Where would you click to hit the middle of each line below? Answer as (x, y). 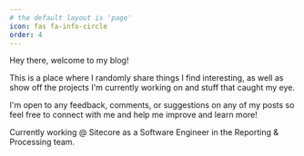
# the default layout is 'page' (71, 18)
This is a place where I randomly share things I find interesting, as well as (147, 78)
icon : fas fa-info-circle (58, 26)
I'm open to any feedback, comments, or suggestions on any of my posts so (152, 105)
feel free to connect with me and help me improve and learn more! (133, 115)
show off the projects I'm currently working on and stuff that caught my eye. (152, 88)
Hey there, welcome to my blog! (69, 61)
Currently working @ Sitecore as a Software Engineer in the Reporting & (144, 132)
